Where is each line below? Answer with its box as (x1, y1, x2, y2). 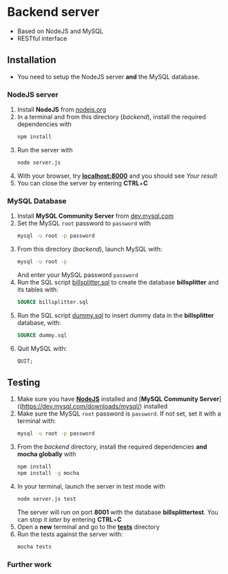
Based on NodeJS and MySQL (17, 27, 103, 35)
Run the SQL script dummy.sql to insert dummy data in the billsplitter (17, 311, 214, 319)
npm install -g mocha (17, 470, 79, 477)
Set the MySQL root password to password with (17, 219, 152, 227)
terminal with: (17, 417, 56, 425)
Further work (7, 560, 52, 569)
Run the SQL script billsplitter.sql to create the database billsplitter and (17, 278, 219, 286)
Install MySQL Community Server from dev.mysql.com (17, 212, 174, 221)
